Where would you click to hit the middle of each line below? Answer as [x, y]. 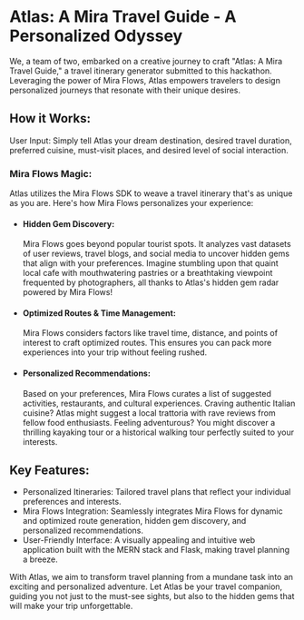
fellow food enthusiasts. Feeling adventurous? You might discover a [149, 422]
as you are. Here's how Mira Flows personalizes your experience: [132, 203]
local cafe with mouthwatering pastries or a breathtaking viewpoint [147, 273]
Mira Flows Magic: [51, 173]
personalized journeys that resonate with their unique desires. [125, 90]
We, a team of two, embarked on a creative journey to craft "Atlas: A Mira [146, 61]
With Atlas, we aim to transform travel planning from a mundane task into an [151, 577]
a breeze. [40, 559]
